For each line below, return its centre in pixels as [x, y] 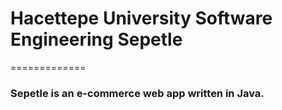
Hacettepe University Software [141, 18]
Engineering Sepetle [96, 39]
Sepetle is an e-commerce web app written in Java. [137, 93]
